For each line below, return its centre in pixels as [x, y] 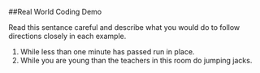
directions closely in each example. [67, 36]
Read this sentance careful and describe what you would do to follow [124, 27]
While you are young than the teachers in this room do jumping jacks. [136, 60]
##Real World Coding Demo [55, 12]
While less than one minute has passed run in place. [107, 52]
